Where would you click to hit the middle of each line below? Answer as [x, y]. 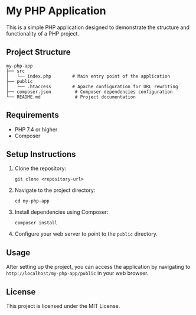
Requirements [32, 115]
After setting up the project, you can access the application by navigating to [98, 267]
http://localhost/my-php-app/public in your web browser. [77, 273]
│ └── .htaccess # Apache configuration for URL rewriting [92, 86]
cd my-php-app [32, 201]
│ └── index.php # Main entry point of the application [88, 76]
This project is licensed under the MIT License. [63, 306]
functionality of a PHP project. [43, 33]
